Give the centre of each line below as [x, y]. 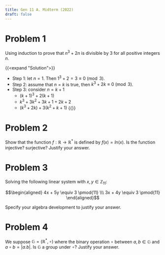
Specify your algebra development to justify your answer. [63, 207]
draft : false [18, 14]
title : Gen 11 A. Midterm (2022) [39, 10]
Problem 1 [26, 39]
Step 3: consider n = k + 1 [38, 90]
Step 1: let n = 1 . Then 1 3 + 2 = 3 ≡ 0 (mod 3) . [58, 78]
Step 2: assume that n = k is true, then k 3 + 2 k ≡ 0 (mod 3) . [73, 84]
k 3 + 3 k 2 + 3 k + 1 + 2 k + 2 [45, 101]
